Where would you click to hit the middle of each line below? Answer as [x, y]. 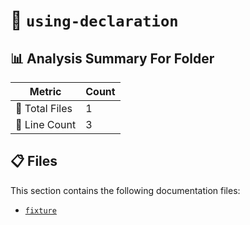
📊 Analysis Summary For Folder [112, 58]
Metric [45, 91]
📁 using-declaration [94, 20]
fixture [40, 210]
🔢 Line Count [46, 124]
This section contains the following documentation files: [125, 190]
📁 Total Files [44, 108]
